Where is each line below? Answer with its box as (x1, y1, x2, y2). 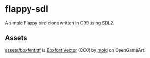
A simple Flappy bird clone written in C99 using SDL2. (5, 20, 115, 26)
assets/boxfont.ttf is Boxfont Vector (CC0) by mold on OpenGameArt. (5, 47, 146, 53)
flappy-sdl (5, 3, 48, 15)
